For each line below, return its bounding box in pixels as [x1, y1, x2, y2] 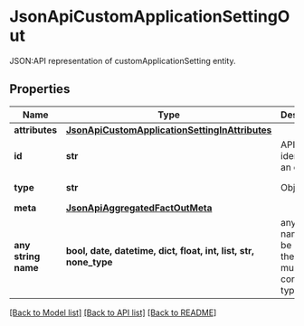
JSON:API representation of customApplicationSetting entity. [9, 55, 236, 66]
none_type [66, 256, 113, 268]
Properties [9, 81, 71, 97]
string [14, 250, 41, 263]
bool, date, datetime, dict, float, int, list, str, [66, 244, 255, 256]
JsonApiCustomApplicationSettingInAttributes [66, 124, 272, 136]
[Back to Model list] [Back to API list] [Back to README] [9, 307, 217, 318]
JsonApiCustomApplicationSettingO [9, 6, 290, 27]
